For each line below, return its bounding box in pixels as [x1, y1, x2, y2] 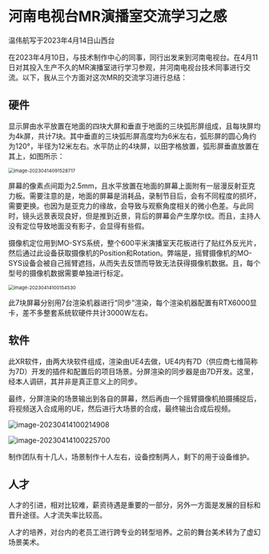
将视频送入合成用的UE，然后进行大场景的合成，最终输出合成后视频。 [8, 403, 235, 413]
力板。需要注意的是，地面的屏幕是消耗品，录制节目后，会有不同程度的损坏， [8, 190, 261, 201]
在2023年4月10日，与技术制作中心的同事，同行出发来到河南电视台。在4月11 [8, 52, 259, 62]
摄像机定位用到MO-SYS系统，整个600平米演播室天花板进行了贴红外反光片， [8, 238, 261, 247]
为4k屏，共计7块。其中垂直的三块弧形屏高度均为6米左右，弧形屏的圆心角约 [8, 131, 257, 141]
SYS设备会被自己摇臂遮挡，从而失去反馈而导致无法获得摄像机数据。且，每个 [8, 258, 261, 267]
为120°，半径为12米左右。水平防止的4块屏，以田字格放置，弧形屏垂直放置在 [8, 141, 259, 151]
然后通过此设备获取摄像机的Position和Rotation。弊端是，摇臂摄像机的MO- [8, 248, 252, 258]
